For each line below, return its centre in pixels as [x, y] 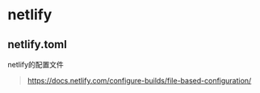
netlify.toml [38, 44]
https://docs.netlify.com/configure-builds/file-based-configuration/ [139, 81]
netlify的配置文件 [36, 65]
